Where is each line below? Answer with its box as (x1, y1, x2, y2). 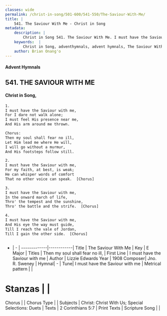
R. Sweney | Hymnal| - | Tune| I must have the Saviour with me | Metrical (12, 260, 162, 266)
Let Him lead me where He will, (5, 140, 72, 145)
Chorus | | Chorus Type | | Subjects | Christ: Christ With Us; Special (5, 300, 143, 306)
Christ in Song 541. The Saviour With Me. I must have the (23, 35, 148, 40)
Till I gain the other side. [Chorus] (5, 231, 88, 236)
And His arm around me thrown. (5, 122, 70, 127)
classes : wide (5, 7, 35, 12)
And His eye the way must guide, (5, 222, 75, 227)
